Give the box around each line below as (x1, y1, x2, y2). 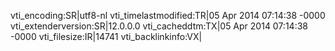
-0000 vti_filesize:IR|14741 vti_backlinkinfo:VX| (10, 31, 203, 42)
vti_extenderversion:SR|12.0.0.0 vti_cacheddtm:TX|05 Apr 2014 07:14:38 (10, 20, 308, 32)
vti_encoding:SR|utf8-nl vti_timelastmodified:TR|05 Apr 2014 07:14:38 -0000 (10, 10, 326, 21)
